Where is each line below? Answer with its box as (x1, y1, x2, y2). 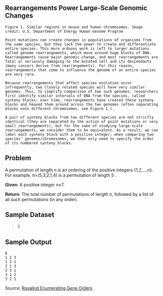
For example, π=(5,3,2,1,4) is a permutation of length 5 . (5, 172, 117, 178)
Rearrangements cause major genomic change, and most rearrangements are (5, 54, 159, 59)
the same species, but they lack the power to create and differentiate (5, 42, 156, 47)
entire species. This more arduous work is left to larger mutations (5, 46, 150, 51)
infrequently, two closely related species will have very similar (5, 84, 145, 90)
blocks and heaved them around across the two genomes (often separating (5, 102, 159, 107)
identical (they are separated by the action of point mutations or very (5, 119, 159, 124)
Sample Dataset (5, 211, 55, 219)
